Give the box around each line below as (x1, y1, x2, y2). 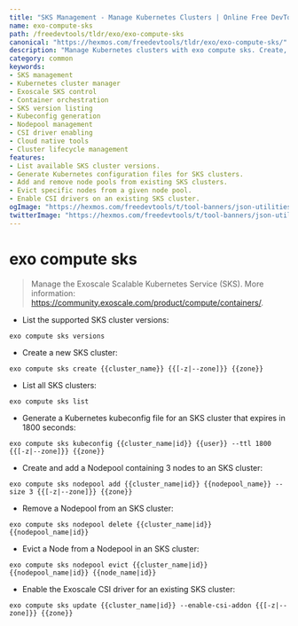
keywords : (9, 63, 46, 72)
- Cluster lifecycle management (9, 145, 129, 153)
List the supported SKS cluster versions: (21, 314, 169, 325)
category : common (9, 54, 74, 63)
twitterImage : (9, 210, 62, 220)
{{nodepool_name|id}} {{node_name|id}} (9, 568, 157, 577)
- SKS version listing (9, 104, 93, 113)
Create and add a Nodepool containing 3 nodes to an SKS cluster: (21, 462, 263, 473)
